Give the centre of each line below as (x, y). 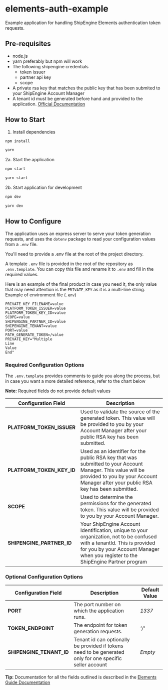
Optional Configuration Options (44, 577)
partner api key (35, 77)
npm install (17, 141)
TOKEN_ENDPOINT (31, 628)
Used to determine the (107, 497)
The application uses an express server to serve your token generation (78, 234)
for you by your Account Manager (120, 549)
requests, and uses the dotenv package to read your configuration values (80, 239)
